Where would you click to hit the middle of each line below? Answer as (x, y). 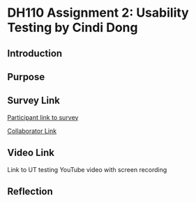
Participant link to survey (43, 117)
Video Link (31, 153)
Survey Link (34, 101)
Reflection (30, 191)
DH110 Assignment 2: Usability (98, 13)
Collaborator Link (32, 131)
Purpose (26, 77)
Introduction (35, 53)
